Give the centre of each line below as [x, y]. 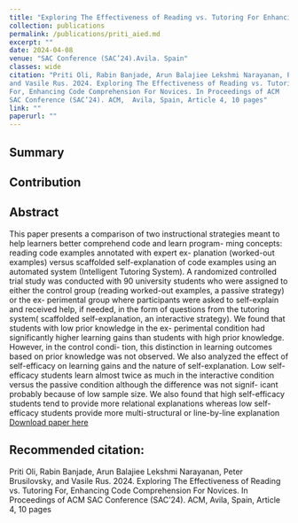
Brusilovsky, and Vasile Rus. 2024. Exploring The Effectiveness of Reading [145, 480]
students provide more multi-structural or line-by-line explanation [160, 412]
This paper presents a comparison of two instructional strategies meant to [145, 234]
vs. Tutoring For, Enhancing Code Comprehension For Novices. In [129, 490]
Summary [37, 152]
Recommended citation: [77, 450]
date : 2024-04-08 [41, 51]
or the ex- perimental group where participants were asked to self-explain [144, 300]
